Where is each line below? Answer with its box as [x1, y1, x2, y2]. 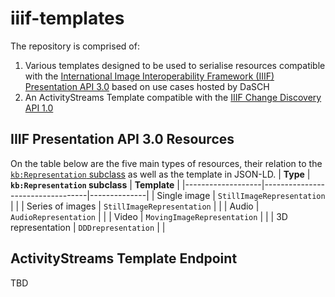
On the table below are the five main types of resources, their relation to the [10, 157, 323, 169]
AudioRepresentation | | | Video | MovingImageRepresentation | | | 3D [10, 210, 288, 222]
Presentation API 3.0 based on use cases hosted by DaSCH [24, 80, 270, 92]
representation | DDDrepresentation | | [10, 221, 166, 233]
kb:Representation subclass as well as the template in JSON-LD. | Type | [10, 168, 311, 180]
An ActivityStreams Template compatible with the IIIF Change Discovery [24, 91, 322, 103]
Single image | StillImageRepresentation [156, 189, 326, 201]
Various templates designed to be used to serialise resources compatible [24, 59, 326, 71]
